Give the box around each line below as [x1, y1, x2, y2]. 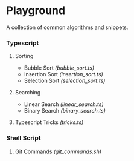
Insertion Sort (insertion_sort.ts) [24, 71, 104, 78]
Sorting [14, 53, 34, 60]
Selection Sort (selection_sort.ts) [24, 77, 106, 85]
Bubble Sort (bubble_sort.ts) [24, 64, 95, 71]
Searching [14, 89, 41, 96]
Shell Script [6, 134, 41, 142]
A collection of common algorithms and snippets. [6, 24, 129, 31]
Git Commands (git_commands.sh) [14, 148, 101, 155]
